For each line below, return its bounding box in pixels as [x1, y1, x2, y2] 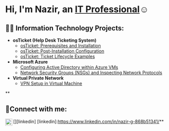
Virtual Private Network [12, 75, 64, 81]
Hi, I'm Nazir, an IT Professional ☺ [5, 4, 149, 15]
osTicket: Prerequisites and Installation [20, 43, 102, 49]
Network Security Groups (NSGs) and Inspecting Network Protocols [20, 70, 162, 76]
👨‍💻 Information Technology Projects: [5, 24, 124, 32]
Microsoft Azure [12, 59, 48, 64]
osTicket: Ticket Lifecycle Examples [20, 53, 95, 59]
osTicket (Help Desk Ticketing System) [12, 37, 97, 43]
